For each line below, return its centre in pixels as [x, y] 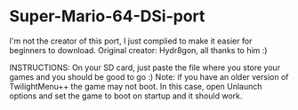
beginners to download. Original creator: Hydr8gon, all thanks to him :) [138, 50]
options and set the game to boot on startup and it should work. [126, 96]
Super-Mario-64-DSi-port [107, 16]
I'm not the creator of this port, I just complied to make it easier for [131, 41]
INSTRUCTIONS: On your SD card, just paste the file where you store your [145, 67]
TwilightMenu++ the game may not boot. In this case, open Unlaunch [136, 86]
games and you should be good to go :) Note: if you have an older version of [149, 76]
